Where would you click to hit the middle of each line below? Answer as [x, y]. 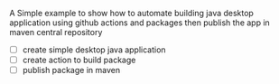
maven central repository [56, 32]
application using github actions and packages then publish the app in [140, 23]
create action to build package [79, 60]
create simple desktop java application [94, 50]
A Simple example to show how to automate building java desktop [132, 13]
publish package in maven [71, 70]
